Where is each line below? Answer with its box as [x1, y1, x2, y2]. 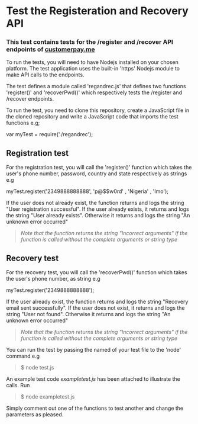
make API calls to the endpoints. [6, 71, 85, 78]
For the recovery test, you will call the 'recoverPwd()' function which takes [6, 269, 187, 276]
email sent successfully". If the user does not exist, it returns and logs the [6, 304, 185, 311]
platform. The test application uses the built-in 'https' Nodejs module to [6, 65, 180, 72]
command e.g [6, 352, 40, 359]
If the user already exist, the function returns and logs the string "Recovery [6, 298, 189, 306]
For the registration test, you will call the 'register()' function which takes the [6, 164, 192, 171]
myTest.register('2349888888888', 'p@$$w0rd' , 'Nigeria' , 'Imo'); [6, 188, 169, 195]
